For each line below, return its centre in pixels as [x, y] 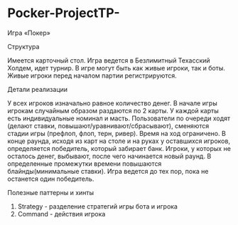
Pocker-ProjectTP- [64, 13]
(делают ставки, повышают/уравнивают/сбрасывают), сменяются [108, 125]
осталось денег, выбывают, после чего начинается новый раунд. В [109, 156]
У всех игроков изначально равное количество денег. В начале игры [113, 103]
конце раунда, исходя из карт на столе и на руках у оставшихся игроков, [119, 141]
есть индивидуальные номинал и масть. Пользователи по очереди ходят [119, 118]
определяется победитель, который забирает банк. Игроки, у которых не [119, 148]
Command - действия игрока [61, 214]
